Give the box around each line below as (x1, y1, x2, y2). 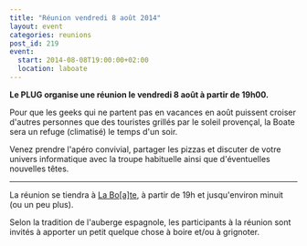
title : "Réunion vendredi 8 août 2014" (9, 13, 162, 23)
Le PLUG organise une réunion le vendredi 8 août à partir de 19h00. (9, 88, 270, 100)
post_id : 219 (9, 38, 59, 48)
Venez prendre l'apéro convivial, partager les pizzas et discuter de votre (9, 143, 281, 155)
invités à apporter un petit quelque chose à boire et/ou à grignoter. (9, 226, 260, 237)
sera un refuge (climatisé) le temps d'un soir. (9, 126, 178, 137)
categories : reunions (9, 30, 92, 39)
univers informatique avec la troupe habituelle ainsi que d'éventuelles (9, 153, 271, 164)
